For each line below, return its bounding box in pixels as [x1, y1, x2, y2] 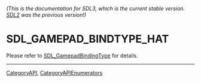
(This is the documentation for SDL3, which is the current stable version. [6, 5, 185, 12]
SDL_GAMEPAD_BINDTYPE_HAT [6, 32, 169, 45]
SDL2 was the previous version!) [6, 11, 87, 18]
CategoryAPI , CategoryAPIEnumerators [6, 69, 103, 76]
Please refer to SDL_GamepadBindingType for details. [6, 51, 139, 59]
